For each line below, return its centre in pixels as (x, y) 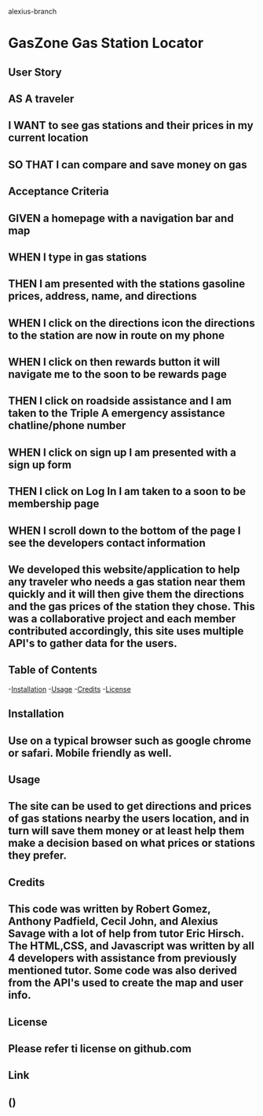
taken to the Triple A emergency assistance (117, 414)
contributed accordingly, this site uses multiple (126, 632)
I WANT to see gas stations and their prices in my (131, 126)
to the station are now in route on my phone (117, 335)
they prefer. (38, 856)
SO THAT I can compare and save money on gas (128, 164)
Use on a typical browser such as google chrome (130, 740)
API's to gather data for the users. (93, 643)
